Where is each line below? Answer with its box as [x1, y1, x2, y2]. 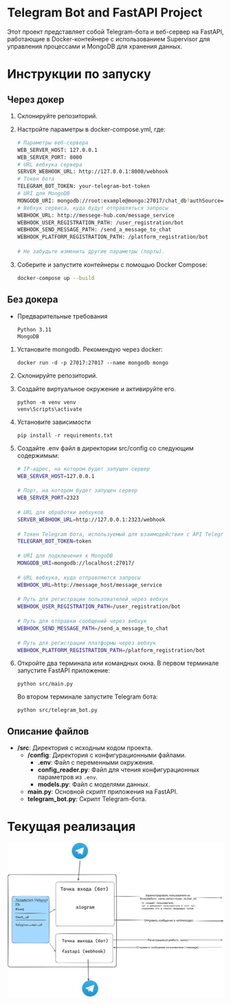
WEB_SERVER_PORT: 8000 [16, 153, 82, 161]
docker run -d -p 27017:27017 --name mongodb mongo [16, 359, 168, 366]
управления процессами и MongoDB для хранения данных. [7, 42, 183, 50]
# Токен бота [16, 175, 55, 183]
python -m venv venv [16, 399, 76, 406]
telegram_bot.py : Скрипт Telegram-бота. [27, 795, 147, 803]
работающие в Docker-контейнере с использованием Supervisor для [7, 34, 210, 43]
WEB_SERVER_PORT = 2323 [16, 494, 79, 501]
